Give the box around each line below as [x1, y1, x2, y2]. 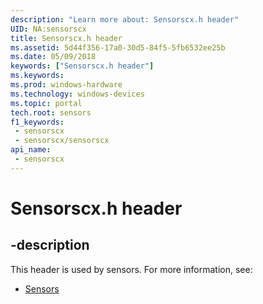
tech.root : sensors [10, 107, 92, 118]
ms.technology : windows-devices [10, 89, 145, 99]
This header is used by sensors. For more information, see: [10, 263, 253, 275]
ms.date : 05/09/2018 [10, 52, 97, 62]
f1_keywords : [10, 117, 65, 127]
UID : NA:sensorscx [10, 24, 87, 34]
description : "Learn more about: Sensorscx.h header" [10, 14, 240, 25]
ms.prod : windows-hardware [10, 80, 123, 90]
